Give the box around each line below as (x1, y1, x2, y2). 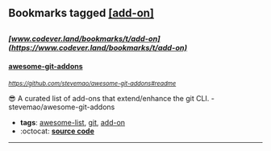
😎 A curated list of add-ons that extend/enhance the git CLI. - (8, 93, 215, 103)
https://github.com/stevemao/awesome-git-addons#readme (8, 80, 177, 88)
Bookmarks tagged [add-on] (8, 6, 155, 20)
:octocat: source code (19, 126, 94, 136)
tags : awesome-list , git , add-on (19, 117, 126, 127)
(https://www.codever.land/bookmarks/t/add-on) (8, 43, 188, 53)
